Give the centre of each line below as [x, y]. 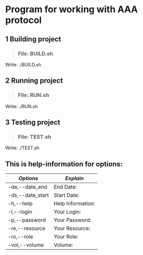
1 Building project [33, 39]
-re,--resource [27, 228]
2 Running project [34, 81]
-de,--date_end [27, 187]
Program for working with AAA [72, 9]
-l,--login [20, 212]
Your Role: [66, 237]
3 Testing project [33, 122]
